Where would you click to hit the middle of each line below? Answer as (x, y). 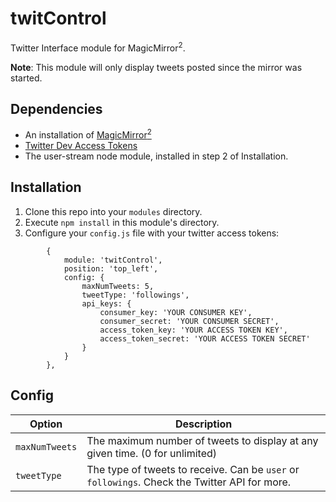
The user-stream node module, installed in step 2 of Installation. (156, 156)
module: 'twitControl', (113, 260)
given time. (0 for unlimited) (152, 453)
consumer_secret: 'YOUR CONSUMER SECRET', (189, 321)
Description (203, 424)
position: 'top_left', (111, 268)
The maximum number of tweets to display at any (202, 440)
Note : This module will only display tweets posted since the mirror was (156, 67)
